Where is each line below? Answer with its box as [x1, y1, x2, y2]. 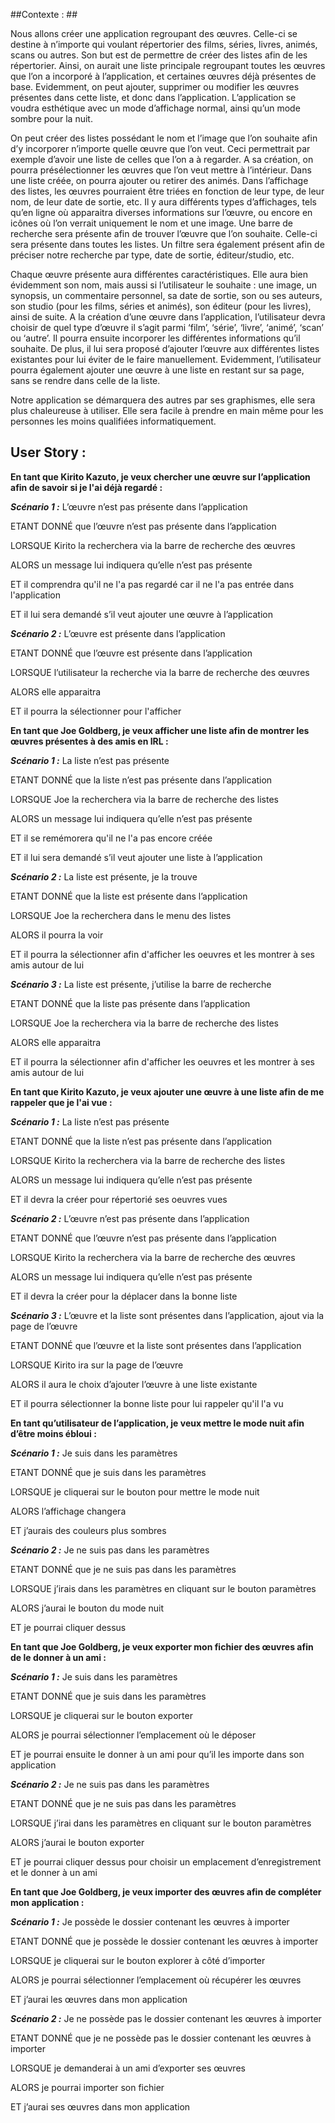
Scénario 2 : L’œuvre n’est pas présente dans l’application [10, 1212, 250, 1224]
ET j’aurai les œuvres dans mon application [10, 1993, 188, 2005]
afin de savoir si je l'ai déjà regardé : [10, 481, 163, 493]
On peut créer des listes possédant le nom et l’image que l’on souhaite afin [10, 132, 318, 144]
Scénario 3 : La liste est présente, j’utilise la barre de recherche [10, 978, 272, 990]
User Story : [10, 444, 87, 461]
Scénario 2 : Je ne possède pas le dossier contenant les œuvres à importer [10, 2012, 322, 2024]
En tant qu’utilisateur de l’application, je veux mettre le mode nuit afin [10, 1417, 305, 1429]
